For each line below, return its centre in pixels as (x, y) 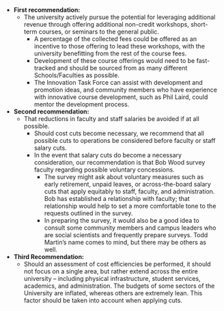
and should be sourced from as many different (122, 68)
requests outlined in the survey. (88, 213)
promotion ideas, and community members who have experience (125, 90)
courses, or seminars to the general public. (99, 31)
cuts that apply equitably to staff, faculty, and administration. (129, 191)
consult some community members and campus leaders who (130, 228)
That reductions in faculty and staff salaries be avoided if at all (111, 119)
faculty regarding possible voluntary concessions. (104, 170)
